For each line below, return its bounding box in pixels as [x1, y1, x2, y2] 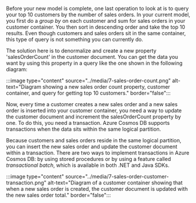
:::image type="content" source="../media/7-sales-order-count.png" [6, 77, 171, 84]
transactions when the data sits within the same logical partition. [6, 125, 161, 132]
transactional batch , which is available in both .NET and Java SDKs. [6, 162, 170, 169]
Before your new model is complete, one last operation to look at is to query [6, 5, 189, 12]
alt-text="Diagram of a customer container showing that [47, 179, 183, 186]
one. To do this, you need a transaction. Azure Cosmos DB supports [6, 120, 170, 126]
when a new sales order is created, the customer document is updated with [6, 185, 188, 192]
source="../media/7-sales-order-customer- [65, 173, 169, 180]
